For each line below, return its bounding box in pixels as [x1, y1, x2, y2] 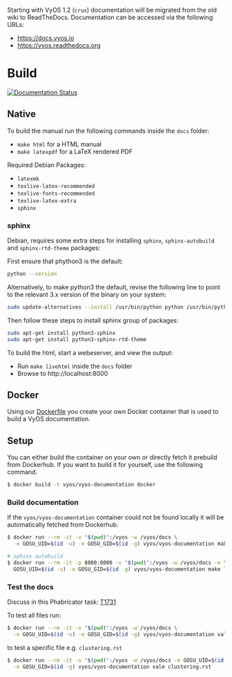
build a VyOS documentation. [7, 414, 91, 423]
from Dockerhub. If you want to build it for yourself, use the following [7, 461, 204, 469]
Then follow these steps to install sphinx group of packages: [7, 316, 179, 324]
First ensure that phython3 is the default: [7, 257, 123, 265]
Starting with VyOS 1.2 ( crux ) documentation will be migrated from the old [7, 6, 217, 14]
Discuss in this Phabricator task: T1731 [7, 598, 116, 607]
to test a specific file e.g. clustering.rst [7, 643, 123, 651]
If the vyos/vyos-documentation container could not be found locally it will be [7, 513, 224, 522]
